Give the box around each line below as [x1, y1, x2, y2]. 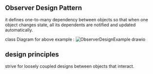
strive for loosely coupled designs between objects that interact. [5, 63, 134, 69]
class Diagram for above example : [5, 36, 75, 42]
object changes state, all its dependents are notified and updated [5, 22, 136, 28]
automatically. [5, 27, 33, 33]
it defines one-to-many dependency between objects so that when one [5, 16, 149, 22]
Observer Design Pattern [5, 4, 82, 12]
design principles [5, 50, 59, 59]
